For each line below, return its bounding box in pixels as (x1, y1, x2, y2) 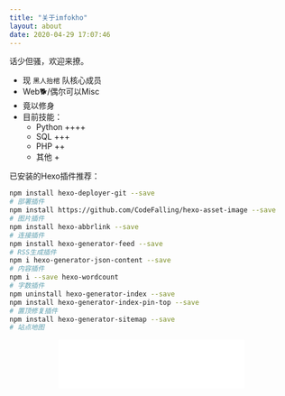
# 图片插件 (9, 214, 45, 223)
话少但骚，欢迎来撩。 (9, 56, 88, 67)
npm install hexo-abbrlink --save (9, 222, 140, 231)
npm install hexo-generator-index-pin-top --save (9, 298, 200, 307)
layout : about (9, 22, 63, 31)
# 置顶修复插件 (9, 306, 59, 316)
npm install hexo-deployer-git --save (9, 189, 155, 198)
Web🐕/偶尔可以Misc (22, 87, 100, 97)
